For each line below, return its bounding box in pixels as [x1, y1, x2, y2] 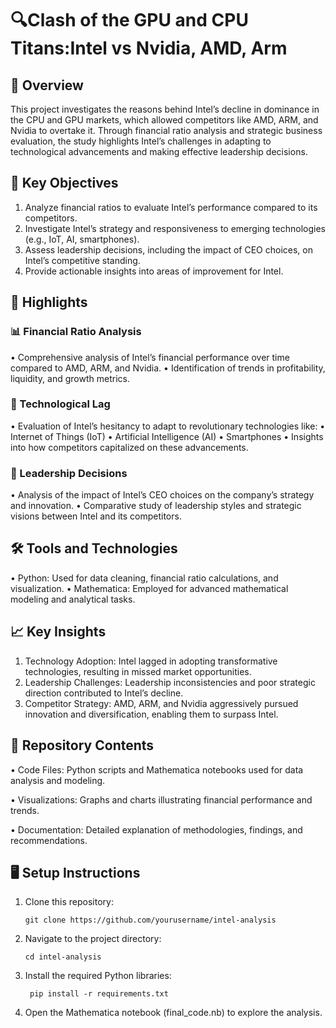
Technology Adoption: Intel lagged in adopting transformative [24, 655, 278, 667]
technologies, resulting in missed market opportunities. [24, 665, 252, 677]
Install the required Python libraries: [24, 970, 172, 982]
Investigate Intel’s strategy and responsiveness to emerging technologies [24, 222, 326, 234]
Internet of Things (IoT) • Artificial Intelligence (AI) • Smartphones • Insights [10, 430, 324, 442]
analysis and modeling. [10, 774, 106, 786]
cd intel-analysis [24, 952, 102, 962]
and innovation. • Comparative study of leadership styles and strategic [10, 500, 302, 512]
